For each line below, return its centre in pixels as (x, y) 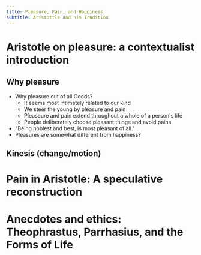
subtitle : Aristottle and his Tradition (58, 17)
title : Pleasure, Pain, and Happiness (55, 12)
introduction (38, 60)
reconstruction (44, 192)
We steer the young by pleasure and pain (75, 109)
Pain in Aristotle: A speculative (85, 179)
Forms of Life (40, 245)
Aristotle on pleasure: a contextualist (100, 47)
